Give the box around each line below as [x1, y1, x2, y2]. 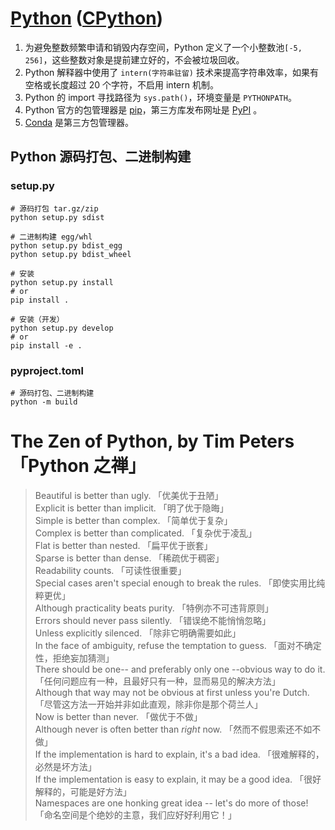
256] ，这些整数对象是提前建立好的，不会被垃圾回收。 [24, 53, 245, 66]
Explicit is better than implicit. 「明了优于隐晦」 [34, 502, 229, 514]
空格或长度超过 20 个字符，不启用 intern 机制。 [24, 78, 219, 91]
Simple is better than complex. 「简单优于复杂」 [34, 514, 233, 526]
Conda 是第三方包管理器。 [24, 116, 135, 128]
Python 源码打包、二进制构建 [10, 148, 192, 166]
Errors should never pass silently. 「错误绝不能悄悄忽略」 [34, 614, 272, 626]
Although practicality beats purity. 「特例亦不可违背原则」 [34, 602, 274, 614]
